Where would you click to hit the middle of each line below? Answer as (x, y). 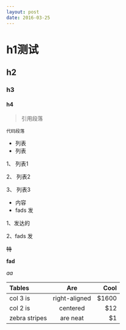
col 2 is (20, 308)
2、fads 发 (20, 236)
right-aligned (72, 298)
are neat (72, 318)
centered (72, 308)
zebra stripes (28, 318)
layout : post (23, 12)
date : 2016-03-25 (28, 18)
